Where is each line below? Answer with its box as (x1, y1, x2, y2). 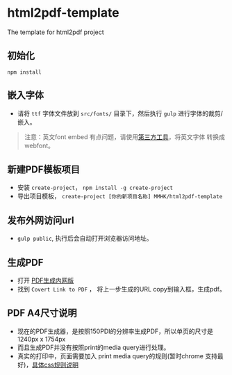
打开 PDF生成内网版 (17, 276, 74, 285)
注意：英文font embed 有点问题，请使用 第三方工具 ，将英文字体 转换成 (24, 132, 226, 141)
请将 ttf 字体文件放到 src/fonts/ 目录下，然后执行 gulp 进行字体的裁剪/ (17, 109, 224, 118)
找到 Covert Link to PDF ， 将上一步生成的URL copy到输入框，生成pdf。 (17, 285, 226, 293)
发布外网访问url (7, 214, 74, 226)
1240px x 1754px (17, 335, 66, 343)
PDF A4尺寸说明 (7, 308, 77, 319)
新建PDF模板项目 (7, 163, 81, 175)
